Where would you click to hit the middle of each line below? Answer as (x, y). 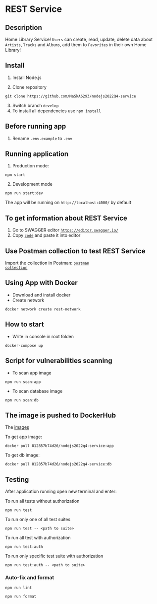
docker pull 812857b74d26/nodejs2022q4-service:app (59, 446)
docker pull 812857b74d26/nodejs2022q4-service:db (58, 464)
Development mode (32, 184)
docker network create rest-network (43, 309)
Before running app (36, 126)
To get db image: (22, 455)
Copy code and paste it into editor (46, 235)
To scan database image (37, 391)
